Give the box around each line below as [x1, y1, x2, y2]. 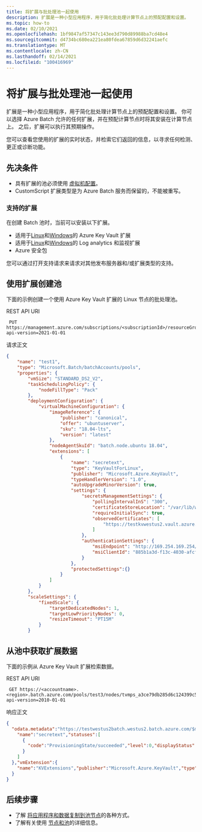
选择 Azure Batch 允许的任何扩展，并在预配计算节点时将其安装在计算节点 [11, 116, 192, 123]
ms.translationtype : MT [6, 43, 66, 49]
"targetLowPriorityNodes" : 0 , [49, 610, 125, 617]
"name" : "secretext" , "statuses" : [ [17, 731, 101, 737]
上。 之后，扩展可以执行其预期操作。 [6, 123, 97, 130]
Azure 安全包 [14, 246, 47, 253]
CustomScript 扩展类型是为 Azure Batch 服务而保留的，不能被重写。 [14, 187, 185, 194]
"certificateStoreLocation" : [92, 504, 165, 511]
